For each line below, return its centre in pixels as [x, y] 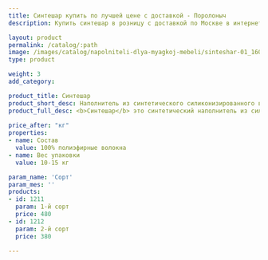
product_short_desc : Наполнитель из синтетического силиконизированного [132, 103]
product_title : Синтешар [49, 96]
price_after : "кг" [39, 126]
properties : [28, 133]
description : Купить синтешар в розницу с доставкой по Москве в [119, 23]
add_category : [32, 81]
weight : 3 [25, 74]
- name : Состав [33, 140]
